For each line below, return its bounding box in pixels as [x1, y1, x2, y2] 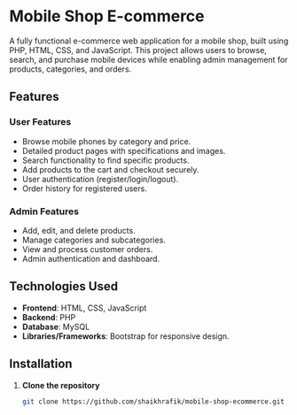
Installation [9, 357, 73, 372]
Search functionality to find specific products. [21, 155, 190, 165]
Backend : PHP [21, 311, 76, 322]
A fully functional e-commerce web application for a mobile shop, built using [9, 35, 289, 46]
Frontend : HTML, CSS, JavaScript [21, 303, 147, 313]
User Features [9, 116, 72, 128]
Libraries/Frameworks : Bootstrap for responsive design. [21, 330, 230, 342]
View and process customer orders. [21, 243, 153, 254]
